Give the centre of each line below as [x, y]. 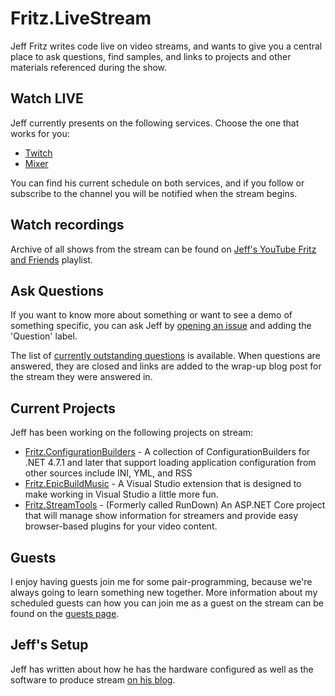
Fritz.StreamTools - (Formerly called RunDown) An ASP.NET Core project [175, 505]
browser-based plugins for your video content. [121, 526]
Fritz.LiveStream [81, 18]
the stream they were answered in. [81, 377]
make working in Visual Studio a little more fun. [121, 494]
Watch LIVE [47, 98]
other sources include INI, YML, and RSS [108, 473]
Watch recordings [67, 225]
